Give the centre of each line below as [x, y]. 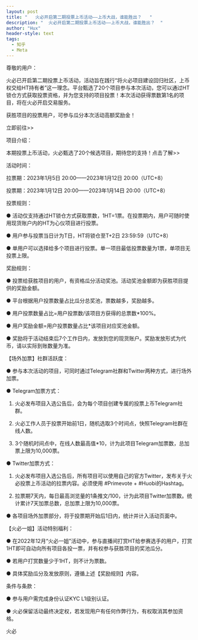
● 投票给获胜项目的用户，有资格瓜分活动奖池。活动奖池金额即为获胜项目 [95, 280]
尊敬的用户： [22, 67]
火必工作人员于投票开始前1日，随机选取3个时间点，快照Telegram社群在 [101, 423]
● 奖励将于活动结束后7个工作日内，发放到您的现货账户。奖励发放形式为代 [96, 338]
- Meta [20, 50]
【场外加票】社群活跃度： [37, 358]
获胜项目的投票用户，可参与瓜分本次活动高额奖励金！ [71, 115]
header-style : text [30, 34]
